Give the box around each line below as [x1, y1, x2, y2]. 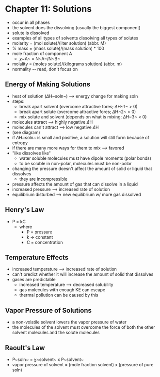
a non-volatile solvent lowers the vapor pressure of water [12, 319, 127, 325]
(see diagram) [12, 129, 40, 135]
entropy [12, 140, 28, 146]
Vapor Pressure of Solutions [5, 306, 92, 315]
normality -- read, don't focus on [12, 66, 78, 72]
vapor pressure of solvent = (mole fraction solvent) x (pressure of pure [12, 362, 154, 367]
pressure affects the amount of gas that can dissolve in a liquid [12, 181, 138, 187]
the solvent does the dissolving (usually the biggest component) [12, 24, 141, 30]
